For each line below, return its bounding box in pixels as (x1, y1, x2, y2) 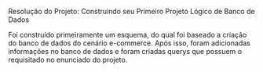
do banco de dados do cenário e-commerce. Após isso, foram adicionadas (8, 38, 251, 48)
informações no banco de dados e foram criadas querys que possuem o (8, 47, 242, 56)
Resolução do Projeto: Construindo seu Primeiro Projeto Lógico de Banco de (8, 7, 255, 16)
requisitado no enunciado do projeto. (8, 55, 128, 64)
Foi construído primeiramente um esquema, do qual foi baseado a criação (8, 31, 247, 39)
